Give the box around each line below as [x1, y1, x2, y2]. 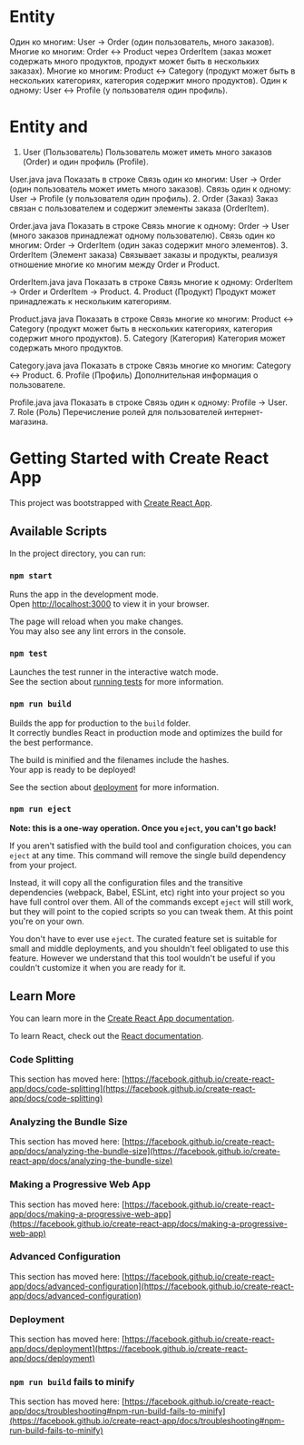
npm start [9, 570, 53, 580]
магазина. [9, 416, 48, 427]
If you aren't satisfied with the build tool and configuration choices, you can [9, 840, 292, 851]
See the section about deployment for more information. [9, 781, 220, 792]
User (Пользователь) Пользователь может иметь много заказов [22, 146, 272, 157]
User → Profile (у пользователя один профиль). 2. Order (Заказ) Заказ [9, 193, 279, 203]
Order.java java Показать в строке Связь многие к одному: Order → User [9, 220, 290, 231]
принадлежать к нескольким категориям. [9, 295, 172, 306]
